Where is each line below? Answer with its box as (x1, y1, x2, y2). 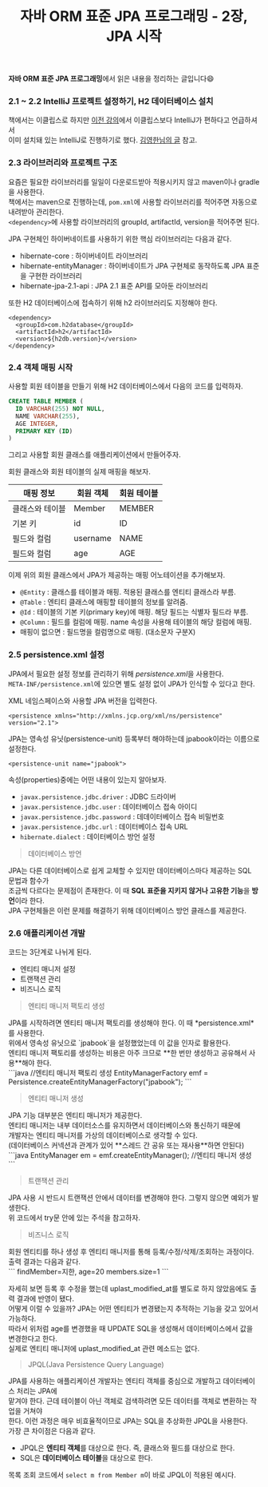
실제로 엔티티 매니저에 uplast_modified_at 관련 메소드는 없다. (8, 1343, 200, 1353)
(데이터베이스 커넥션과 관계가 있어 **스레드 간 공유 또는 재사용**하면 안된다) (8, 1140, 245, 1150)
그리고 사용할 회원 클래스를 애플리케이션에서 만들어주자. (8, 450, 181, 459)
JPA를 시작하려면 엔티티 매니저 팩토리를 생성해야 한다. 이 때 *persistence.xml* (8, 1018, 254, 1028)
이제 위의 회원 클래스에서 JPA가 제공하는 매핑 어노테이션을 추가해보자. (8, 571, 226, 580)
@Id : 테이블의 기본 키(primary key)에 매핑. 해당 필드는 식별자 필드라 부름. (19, 607, 249, 617)
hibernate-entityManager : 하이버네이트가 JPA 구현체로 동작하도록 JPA (19, 260, 245, 270)
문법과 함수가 (8, 876, 49, 885)
